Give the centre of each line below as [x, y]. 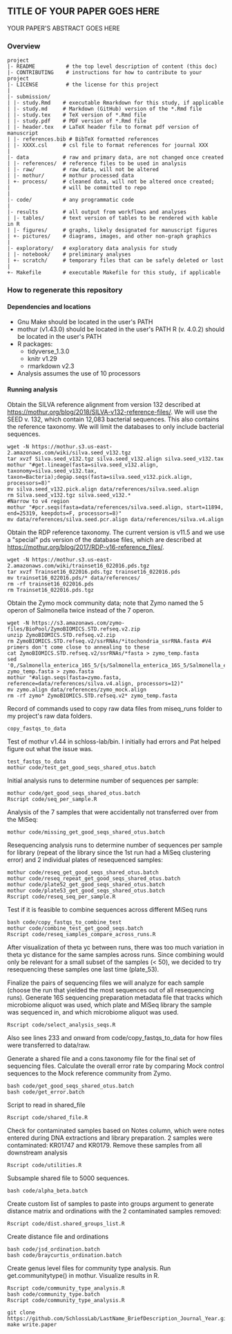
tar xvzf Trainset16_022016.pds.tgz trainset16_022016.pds [94, 572]
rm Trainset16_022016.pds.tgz [51, 590]
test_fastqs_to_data [37, 762]
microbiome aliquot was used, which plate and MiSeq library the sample [109, 1005]
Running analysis [32, 389]
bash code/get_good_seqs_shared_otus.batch [71, 1086]
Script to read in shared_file [46, 1105]
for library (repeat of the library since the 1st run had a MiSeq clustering [109, 852]
